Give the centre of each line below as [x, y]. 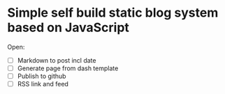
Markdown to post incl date [57, 60]
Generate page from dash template [68, 68]
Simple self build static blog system [113, 13]
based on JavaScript [68, 28]
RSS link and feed [43, 84]
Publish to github [42, 76]
